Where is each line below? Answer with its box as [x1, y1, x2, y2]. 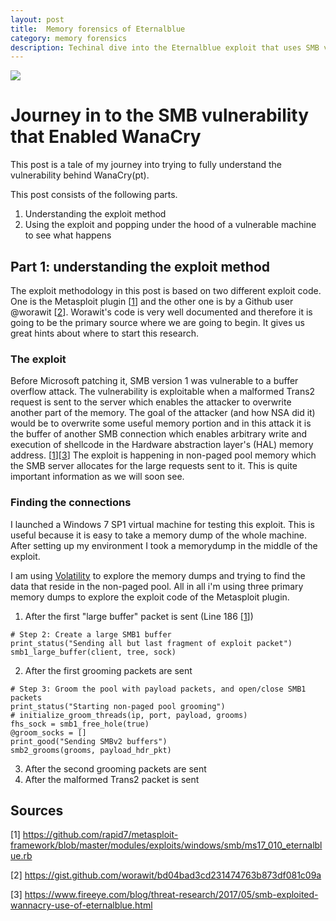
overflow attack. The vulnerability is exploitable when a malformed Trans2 [10, 386, 316, 398]
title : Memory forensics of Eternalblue [10, 24, 186, 34]
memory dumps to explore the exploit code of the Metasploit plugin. [10, 591, 290, 603]
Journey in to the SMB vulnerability [10, 104, 310, 127]
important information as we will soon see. [10, 471, 185, 483]
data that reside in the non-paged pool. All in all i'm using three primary [10, 580, 304, 592]
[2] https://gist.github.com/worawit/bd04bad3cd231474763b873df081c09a [10, 869, 322, 881]
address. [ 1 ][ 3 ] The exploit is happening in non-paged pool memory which [10, 449, 317, 461]
